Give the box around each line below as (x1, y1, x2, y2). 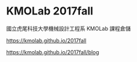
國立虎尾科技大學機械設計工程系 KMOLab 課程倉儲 (6, 25, 131, 32)
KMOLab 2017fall (6, 4, 94, 18)
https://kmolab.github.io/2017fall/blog (6, 48, 99, 55)
